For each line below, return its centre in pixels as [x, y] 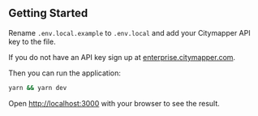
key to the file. [32, 41]
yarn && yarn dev [38, 88]
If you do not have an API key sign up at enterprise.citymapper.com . [122, 57]
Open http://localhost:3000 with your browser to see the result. [114, 103]
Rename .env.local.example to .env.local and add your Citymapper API [129, 32]
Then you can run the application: [65, 73]
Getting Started [48, 13]
